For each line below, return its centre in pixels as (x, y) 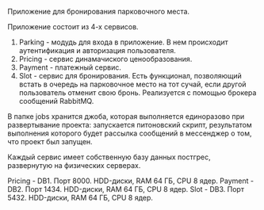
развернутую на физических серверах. (74, 165)
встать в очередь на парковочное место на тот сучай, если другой (132, 84)
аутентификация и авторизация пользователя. (97, 50)
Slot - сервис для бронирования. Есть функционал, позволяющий (130, 76)
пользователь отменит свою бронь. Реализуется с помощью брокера (138, 93)
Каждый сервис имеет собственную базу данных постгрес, (109, 157)
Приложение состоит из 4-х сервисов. (73, 27)
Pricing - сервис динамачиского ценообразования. (105, 59)
